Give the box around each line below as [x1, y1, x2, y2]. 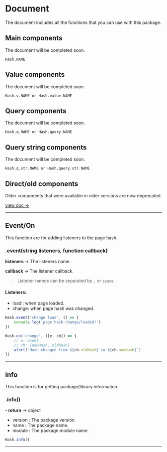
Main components [5, 34, 63, 42]
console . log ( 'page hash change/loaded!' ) [14, 320, 101, 325]
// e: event [14, 338, 39, 343]
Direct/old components [5, 179, 79, 188]
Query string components [5, 143, 87, 151]
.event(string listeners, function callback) [5, 247, 108, 254]
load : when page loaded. [12, 300, 65, 306]
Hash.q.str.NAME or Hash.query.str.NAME [5, 166, 90, 171]
